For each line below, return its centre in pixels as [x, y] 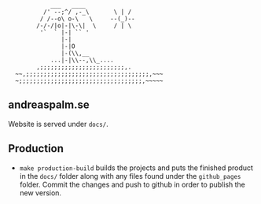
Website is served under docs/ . [58, 124]
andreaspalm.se [49, 105]
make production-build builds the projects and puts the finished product [136, 168]
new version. [40, 193]
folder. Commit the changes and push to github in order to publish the [132, 184]
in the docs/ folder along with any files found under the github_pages [130, 176]
